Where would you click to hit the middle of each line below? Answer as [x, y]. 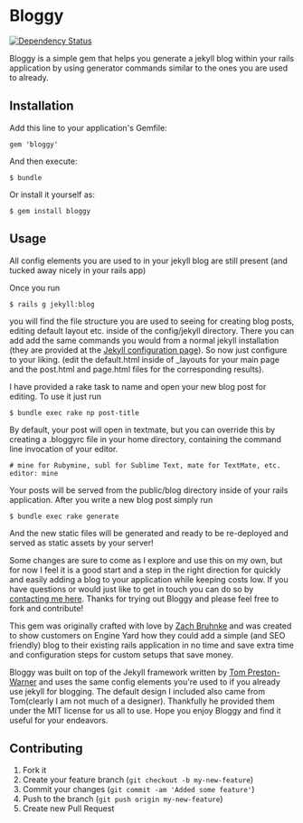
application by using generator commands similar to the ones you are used [149, 68]
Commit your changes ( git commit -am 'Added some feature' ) [138, 790]
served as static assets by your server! [81, 543]
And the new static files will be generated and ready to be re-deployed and [149, 533]
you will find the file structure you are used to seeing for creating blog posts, [152, 321]
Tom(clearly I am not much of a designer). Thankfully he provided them [142, 701]
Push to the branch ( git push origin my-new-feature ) [123, 799]
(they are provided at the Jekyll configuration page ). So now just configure [148, 350]
